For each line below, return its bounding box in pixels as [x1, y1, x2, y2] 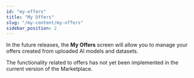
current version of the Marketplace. [6, 66, 93, 73]
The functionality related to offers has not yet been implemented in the [6, 59, 179, 66]
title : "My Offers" [6, 14, 55, 20]
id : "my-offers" [6, 8, 46, 15]
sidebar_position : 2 [6, 25, 58, 31]
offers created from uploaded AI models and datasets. [6, 48, 139, 55]
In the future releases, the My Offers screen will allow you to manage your [6, 41, 188, 48]
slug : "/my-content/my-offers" [6, 19, 84, 25]
